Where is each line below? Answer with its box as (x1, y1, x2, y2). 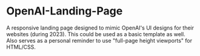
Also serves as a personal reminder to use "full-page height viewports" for (6, 37, 193, 44)
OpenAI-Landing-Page (6, 4, 123, 18)
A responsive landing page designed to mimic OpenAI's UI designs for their (6, 24, 195, 31)
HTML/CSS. (6, 43, 36, 51)
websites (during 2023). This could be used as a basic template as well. (6, 30, 186, 37)
